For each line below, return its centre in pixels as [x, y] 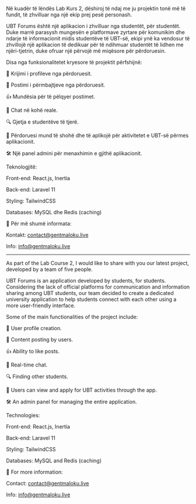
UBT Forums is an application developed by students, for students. [86, 281]
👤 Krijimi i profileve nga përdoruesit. [49, 73]
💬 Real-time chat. [27, 365]
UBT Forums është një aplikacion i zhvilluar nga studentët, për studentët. [93, 26]
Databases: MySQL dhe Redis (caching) [54, 212]
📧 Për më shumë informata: [39, 224]
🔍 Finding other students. [37, 376]
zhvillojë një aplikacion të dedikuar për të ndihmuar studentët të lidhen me [95, 44]
